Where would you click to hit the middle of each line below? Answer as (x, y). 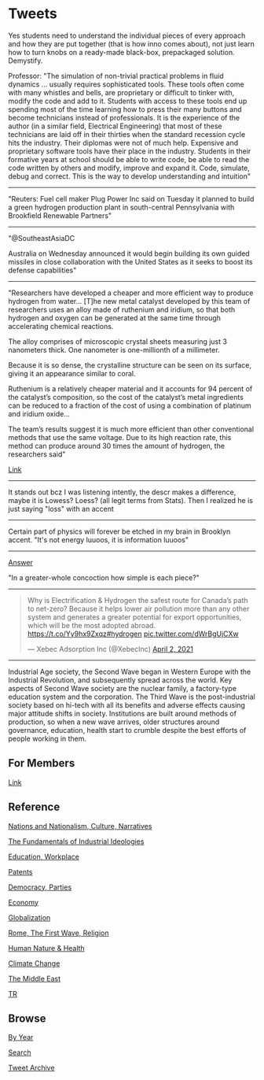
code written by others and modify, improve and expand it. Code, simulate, (129, 168)
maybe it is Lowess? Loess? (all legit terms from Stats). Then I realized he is (131, 500)
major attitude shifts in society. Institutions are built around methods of (123, 713)
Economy (24, 902)
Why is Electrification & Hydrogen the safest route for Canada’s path (138, 600)
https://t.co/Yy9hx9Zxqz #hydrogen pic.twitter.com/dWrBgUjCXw (133, 634)
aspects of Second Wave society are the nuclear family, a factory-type (123, 688)
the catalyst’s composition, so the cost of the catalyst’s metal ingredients (126, 397)
